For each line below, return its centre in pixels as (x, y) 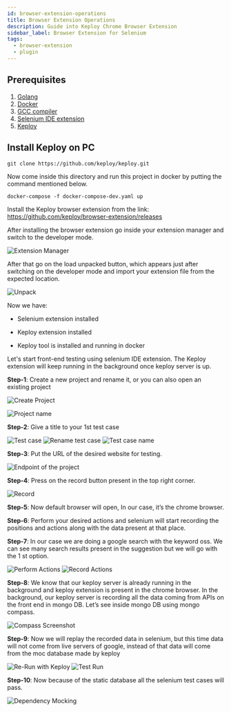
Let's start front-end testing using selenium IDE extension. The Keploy (107, 359)
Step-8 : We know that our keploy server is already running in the (99, 582)
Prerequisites (37, 80)
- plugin (26, 52)
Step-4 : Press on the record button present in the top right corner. (101, 480)
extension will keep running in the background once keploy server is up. (109, 366)
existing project (29, 386)
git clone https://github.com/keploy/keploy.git (78, 164)
